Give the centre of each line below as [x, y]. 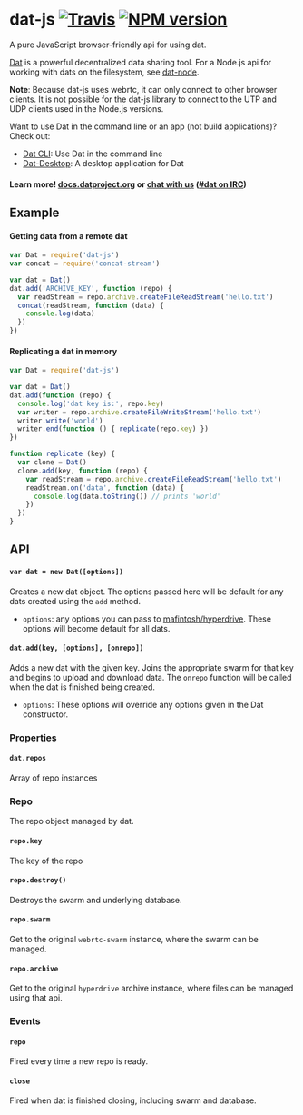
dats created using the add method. [75, 601]
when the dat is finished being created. [83, 687]
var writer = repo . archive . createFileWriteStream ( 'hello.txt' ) [139, 412]
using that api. [36, 998]
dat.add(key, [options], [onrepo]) [77, 648]
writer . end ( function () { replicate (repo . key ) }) [113, 429]
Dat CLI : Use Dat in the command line [93, 154]
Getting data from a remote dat [69, 235]
